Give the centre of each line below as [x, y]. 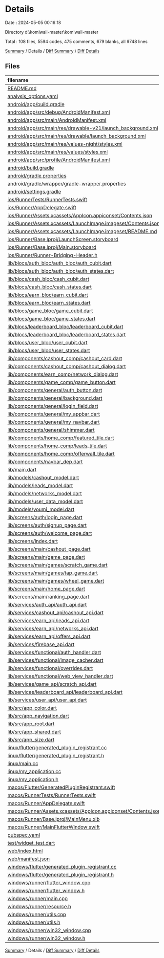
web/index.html [25, 850]
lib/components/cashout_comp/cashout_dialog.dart [67, 366]
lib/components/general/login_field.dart [53, 406]
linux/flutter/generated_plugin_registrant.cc [57, 747]
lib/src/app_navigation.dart [38, 716]
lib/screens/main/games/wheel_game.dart [56, 581]
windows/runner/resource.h [40, 906]
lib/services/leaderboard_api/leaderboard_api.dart [65, 692]
